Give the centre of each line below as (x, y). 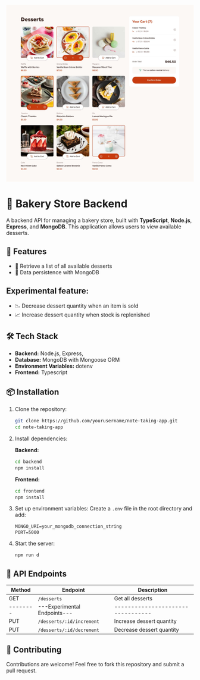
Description (153, 590)
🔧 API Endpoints (37, 574)
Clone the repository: (41, 409)
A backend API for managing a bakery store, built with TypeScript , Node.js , (99, 220)
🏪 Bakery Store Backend (67, 204)
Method (21, 590)
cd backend (28, 462)
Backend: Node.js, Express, (49, 353)
